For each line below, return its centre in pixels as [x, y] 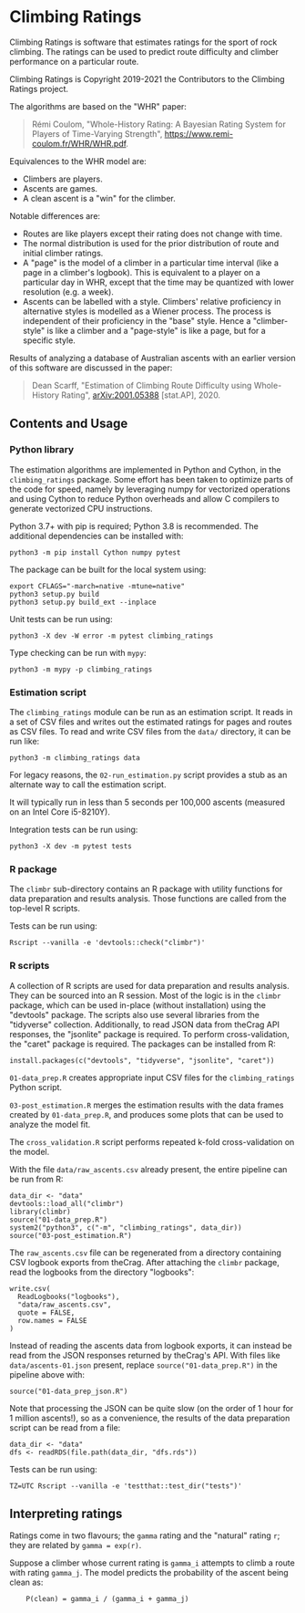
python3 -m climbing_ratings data [75, 758]
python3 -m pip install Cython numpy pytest [95, 552]
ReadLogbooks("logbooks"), [69, 1296]
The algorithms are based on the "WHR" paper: [98, 106]
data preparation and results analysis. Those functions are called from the [148, 899]
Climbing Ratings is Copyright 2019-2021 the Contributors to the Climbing [147, 78]
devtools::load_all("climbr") [67, 1203]
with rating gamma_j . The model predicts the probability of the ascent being [149, 1573]
